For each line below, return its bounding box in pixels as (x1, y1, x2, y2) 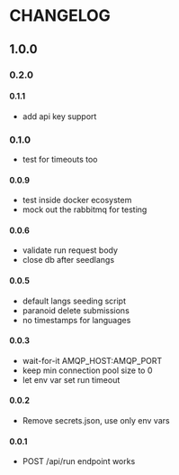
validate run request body (22, 245, 119, 256)
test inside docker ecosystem (22, 195, 132, 206)
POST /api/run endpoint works (22, 456, 136, 467)
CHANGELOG (9, 5, 111, 26)
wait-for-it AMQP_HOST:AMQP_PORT (22, 355, 163, 366)
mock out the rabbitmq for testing (22, 204, 148, 215)
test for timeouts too (22, 154, 98, 164)
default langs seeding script (22, 295, 126, 306)
